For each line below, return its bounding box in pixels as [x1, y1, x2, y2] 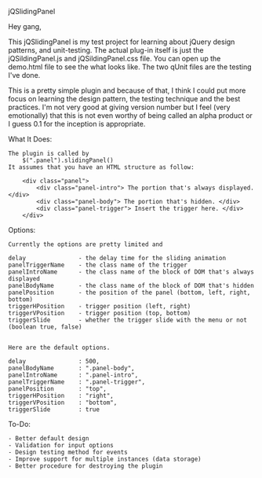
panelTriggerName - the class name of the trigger [8, 261, 188, 269]
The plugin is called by [8, 149, 89, 157]
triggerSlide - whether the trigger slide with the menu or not [8, 316, 247, 324]
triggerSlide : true [8, 406, 100, 414]
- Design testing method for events [8, 448, 128, 456]
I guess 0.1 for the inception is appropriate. [8, 119, 146, 128]
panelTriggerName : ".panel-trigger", [8, 378, 146, 386]
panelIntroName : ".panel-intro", [8, 371, 139, 379]
